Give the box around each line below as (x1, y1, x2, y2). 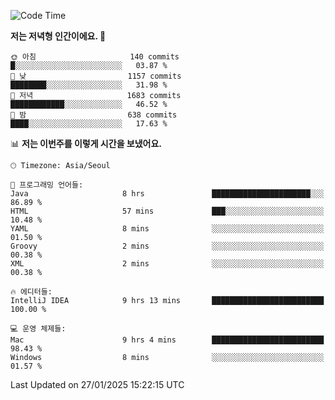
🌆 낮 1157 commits (10, 71, 182, 81)
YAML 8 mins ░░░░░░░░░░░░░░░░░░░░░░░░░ (10, 224, 325, 234)
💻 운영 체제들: (10, 324, 67, 334)
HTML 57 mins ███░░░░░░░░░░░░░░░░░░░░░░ (10, 206, 325, 216)
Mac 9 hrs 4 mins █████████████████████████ (10, 335, 325, 345)
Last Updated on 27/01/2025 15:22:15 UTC (10, 379, 185, 390)
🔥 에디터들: (10, 287, 53, 297)
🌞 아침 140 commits (10, 52, 180, 62)
